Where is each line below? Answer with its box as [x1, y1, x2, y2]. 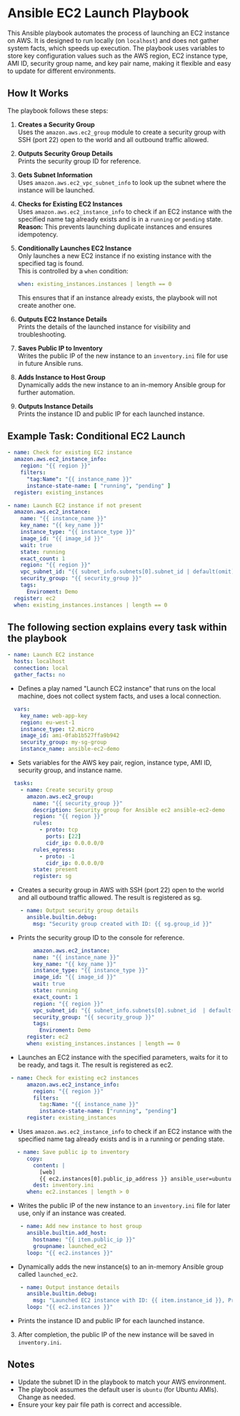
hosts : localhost [14, 658, 66, 665]
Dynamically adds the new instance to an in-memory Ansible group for [17, 380, 226, 389]
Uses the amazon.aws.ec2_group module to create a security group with [17, 127, 226, 136]
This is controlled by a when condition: [17, 266, 129, 275]
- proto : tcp [39, 827, 79, 834]
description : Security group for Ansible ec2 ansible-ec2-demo [33, 806, 225, 814]
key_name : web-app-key [20, 712, 88, 719]
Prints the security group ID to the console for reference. [17, 933, 185, 942]
